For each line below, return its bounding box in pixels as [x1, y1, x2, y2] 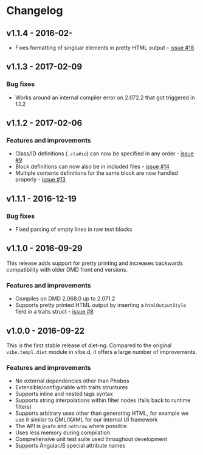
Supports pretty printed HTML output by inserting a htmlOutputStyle [15, 302, 187, 309]
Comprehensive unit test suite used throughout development [15, 436, 168, 443]
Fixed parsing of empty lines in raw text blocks [15, 226, 132, 233]
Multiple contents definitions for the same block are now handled [15, 169, 178, 177]
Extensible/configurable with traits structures [15, 384, 128, 391]
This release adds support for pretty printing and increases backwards [6, 259, 184, 267]
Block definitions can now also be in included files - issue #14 [15, 163, 170, 171]
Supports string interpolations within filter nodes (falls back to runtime [15, 397, 191, 404]
